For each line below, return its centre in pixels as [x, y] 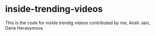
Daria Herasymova [24, 28]
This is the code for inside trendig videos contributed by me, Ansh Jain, [78, 23]
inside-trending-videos [54, 9]
